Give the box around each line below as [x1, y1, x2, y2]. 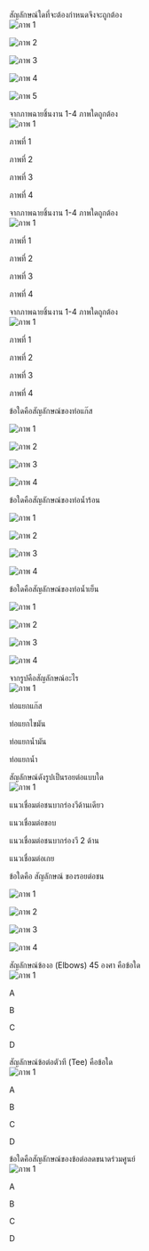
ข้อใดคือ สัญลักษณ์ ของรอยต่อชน [9, 871, 105, 881]
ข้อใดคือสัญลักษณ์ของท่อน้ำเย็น [9, 584, 99, 594]
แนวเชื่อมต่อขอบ [9, 817, 57, 828]
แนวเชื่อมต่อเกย [9, 853, 55, 864]
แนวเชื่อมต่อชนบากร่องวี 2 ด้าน [9, 835, 99, 846]
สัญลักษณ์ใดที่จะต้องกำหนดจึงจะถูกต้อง [9, 10, 122, 20]
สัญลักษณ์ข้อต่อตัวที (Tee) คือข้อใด [9, 1057, 114, 1067]
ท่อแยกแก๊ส [9, 701, 43, 711]
